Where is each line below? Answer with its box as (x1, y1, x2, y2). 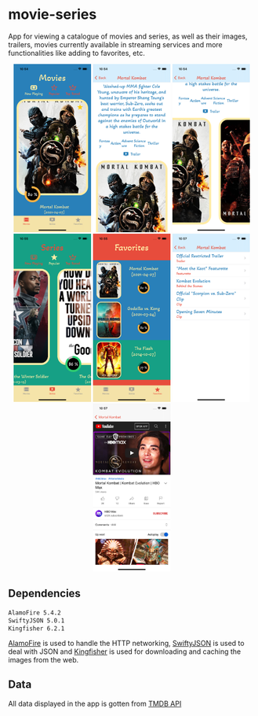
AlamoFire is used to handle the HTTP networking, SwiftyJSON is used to (8, 638, 245, 648)
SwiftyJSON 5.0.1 (8, 616, 65, 625)
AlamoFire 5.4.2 (8, 608, 61, 617)
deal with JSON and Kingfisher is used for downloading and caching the (8, 647, 242, 656)
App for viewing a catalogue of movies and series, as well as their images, (8, 31, 248, 41)
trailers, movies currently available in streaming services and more (8, 39, 223, 49)
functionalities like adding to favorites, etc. (8, 48, 145, 57)
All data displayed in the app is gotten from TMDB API (8, 699, 182, 708)
